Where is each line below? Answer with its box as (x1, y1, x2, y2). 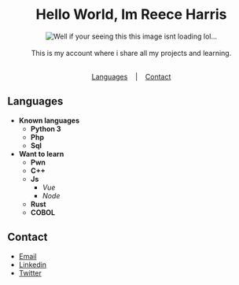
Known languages (18, 116, 80, 125)
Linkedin (18, 260, 47, 269)
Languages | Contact (91, 72, 171, 81)
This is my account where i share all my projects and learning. (31, 48, 232, 57)
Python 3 (30, 124, 61, 133)
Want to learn (18, 149, 64, 158)
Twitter (18, 268, 42, 277)
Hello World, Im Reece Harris (35, 6, 227, 24)
